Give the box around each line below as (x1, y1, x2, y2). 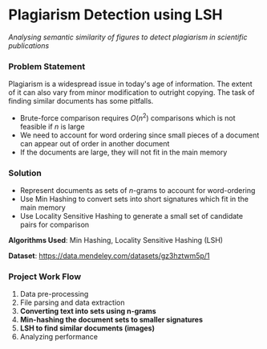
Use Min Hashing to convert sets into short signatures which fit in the (19, 195, 249, 204)
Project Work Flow (8, 271, 82, 282)
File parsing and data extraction (19, 298, 125, 307)
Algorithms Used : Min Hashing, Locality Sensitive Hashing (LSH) (8, 236, 223, 245)
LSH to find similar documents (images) (19, 323, 155, 333)
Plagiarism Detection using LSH (8, 6, 223, 24)
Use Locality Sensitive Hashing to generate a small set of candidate (19, 211, 243, 221)
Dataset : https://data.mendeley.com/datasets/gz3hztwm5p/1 (8, 251, 210, 261)
